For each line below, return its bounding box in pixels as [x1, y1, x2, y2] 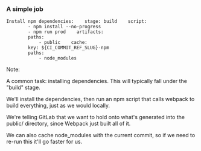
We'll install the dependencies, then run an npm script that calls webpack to [6, 96, 195, 103]
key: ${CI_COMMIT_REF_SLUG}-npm [28, 45, 110, 51]
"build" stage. [6, 84, 40, 91]
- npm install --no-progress [28, 23, 101, 30]
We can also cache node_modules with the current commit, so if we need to [6, 132, 196, 139]
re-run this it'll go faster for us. [6, 138, 83, 146]
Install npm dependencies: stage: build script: [6, 19, 147, 25]
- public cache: [38, 40, 88, 46]
